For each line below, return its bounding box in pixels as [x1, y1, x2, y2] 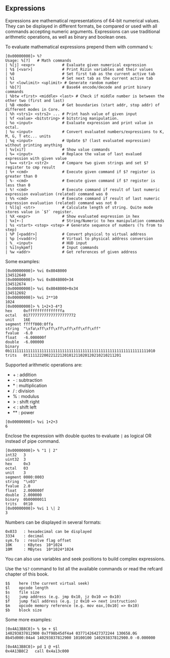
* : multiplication [12, 382, 47, 388]
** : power [12, 409, 35, 415]
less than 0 [5, 183, 30, 188]
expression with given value [5, 156, 67, 161]
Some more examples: [5, 616, 52, 622]
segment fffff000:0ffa [5, 322, 53, 327]
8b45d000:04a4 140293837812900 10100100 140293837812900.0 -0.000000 [5, 635, 156, 640]
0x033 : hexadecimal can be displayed [5, 529, 92, 534]
